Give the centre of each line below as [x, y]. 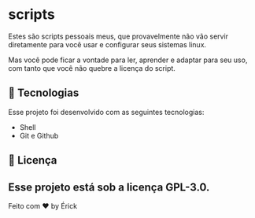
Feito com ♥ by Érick [42, 205]
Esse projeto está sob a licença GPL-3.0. [109, 187]
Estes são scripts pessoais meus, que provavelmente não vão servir [118, 36]
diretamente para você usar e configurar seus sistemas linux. [107, 44]
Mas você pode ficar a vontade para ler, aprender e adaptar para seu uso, [128, 60]
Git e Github [39, 135]
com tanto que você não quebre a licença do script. [92, 68]
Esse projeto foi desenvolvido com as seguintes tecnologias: [106, 112]
